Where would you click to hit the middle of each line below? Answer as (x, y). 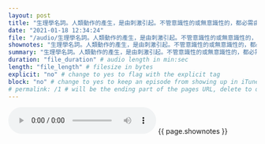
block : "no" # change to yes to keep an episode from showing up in (123, 81)
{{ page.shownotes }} (192, 131)
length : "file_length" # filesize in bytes (81, 67)
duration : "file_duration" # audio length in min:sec (99, 60)
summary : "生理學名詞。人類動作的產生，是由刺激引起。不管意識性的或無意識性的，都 (129, 52)
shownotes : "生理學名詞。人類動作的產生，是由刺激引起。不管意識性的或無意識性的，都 (132, 45)
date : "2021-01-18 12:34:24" (56, 30)
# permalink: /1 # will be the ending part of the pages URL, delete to (130, 89)
